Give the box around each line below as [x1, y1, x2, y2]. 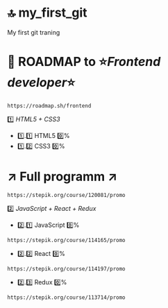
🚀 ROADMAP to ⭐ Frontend [7, 54, 161, 70]
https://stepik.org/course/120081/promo [7, 191, 126, 198]
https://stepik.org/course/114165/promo [7, 237, 126, 243]
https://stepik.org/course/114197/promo [7, 265, 126, 272]
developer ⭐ [7, 75, 76, 91]
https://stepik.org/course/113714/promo [7, 293, 126, 301]
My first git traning [7, 28, 60, 36]
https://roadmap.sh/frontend [7, 102, 92, 109]
